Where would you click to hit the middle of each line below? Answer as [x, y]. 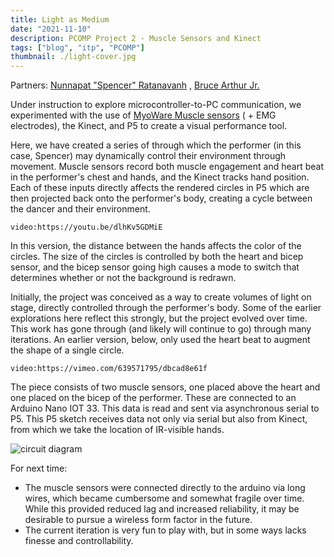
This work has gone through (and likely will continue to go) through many [161, 329]
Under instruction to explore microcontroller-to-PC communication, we [156, 105]
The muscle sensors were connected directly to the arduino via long [165, 488]
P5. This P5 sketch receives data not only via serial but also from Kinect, [159, 419]
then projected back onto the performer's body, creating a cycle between [161, 198]
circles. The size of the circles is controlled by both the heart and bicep [157, 257]
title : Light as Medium [60, 19]
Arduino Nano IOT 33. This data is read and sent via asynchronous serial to [165, 408]
